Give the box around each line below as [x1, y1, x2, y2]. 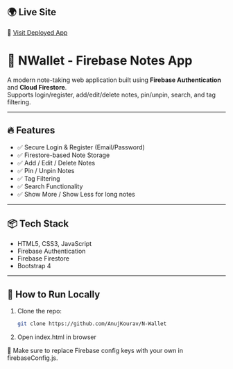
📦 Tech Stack [7, 218, 69, 229]
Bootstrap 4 [17, 262, 51, 270]
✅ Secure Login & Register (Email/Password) [17, 142, 146, 151]
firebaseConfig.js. [7, 354, 58, 362]
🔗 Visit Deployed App [7, 28, 68, 37]
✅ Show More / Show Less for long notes [17, 190, 135, 198]
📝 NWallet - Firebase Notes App [7, 53, 193, 68]
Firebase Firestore [17, 254, 69, 263]
